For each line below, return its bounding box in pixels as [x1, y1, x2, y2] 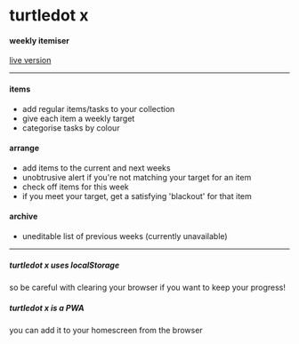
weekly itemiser [9, 35, 69, 45]
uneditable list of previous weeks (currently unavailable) [21, 231, 229, 241]
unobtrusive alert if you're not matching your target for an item [21, 172, 252, 182]
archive [9, 211, 38, 222]
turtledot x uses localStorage [9, 260, 120, 270]
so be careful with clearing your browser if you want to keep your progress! [9, 282, 287, 292]
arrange [9, 143, 40, 154]
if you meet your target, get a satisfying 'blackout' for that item [21, 190, 252, 201]
